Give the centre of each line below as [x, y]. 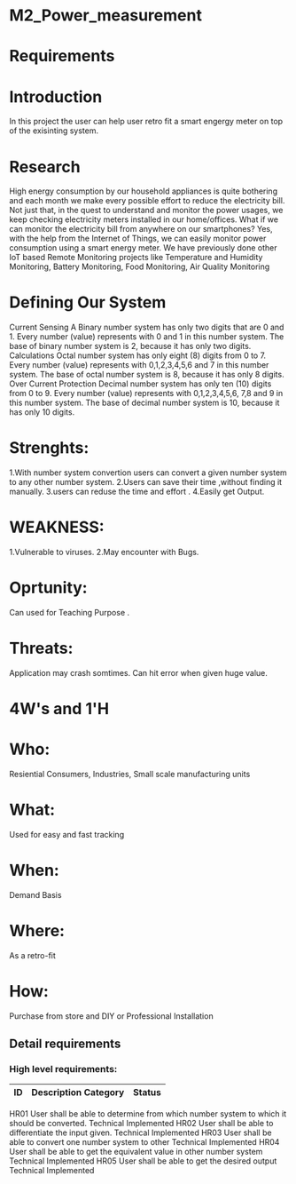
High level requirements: [63, 1069]
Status [147, 1092]
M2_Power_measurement [105, 16]
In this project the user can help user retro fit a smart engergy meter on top [146, 122]
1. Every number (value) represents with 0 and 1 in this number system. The [147, 337]
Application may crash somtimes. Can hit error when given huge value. [139, 672]
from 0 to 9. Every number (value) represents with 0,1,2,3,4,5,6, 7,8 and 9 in [146, 393]
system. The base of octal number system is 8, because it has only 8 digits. [147, 375]
